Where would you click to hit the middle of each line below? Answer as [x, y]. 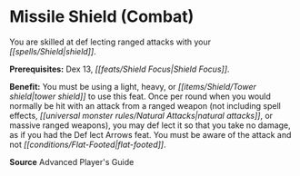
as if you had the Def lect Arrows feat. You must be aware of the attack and [150, 134]
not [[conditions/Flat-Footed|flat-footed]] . [88, 144]
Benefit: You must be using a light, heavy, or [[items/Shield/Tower [133, 86]
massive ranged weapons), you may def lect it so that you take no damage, [150, 125]
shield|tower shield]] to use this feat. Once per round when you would [140, 96]
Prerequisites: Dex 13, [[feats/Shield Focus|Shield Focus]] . [120, 69]
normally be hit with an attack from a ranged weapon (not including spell [145, 105]
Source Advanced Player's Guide [72, 161]
